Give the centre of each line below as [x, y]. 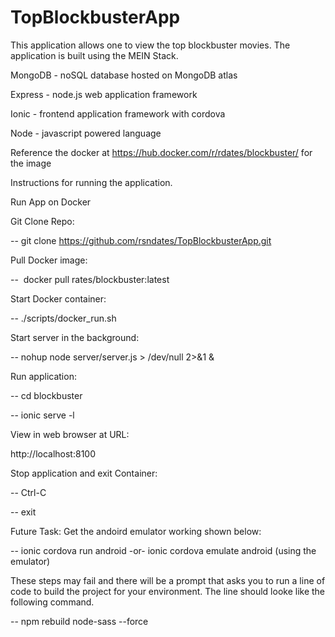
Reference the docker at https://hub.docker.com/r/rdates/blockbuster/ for [161, 152]
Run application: [43, 376]
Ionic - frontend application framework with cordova [118, 113]
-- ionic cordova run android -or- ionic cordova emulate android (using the [163, 550]
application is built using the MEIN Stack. [94, 55]
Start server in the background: [75, 337]
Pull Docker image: [49, 260]
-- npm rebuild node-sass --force [79, 621]
